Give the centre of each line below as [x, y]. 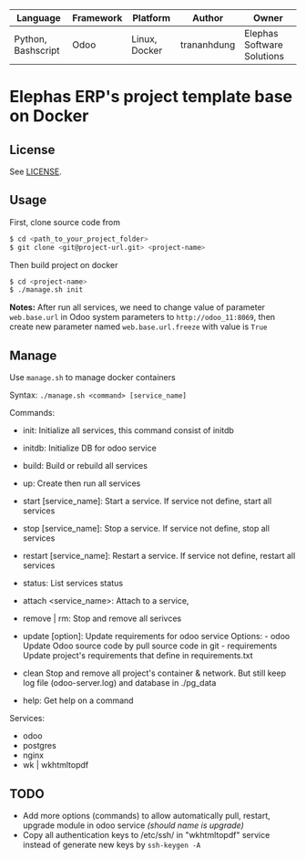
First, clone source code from [65, 222]
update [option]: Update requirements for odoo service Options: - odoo [156, 636]
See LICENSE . [36, 171]
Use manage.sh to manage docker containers [92, 378]
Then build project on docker [64, 264]
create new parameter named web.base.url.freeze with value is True [138, 326]
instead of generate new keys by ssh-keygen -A [112, 844]
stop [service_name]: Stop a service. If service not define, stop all [146, 529]
